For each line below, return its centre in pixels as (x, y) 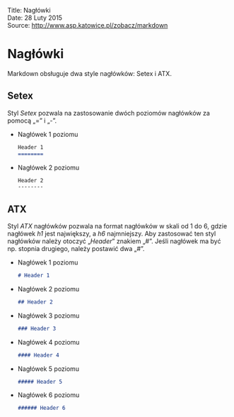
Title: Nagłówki (29, 10)
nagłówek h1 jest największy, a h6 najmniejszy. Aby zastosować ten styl (112, 234)
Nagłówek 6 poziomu (48, 395)
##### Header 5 (40, 382)
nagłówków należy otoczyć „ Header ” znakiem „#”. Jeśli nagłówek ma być (114, 241)
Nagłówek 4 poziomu (48, 342)
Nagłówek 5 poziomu (48, 369)
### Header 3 (37, 328)
